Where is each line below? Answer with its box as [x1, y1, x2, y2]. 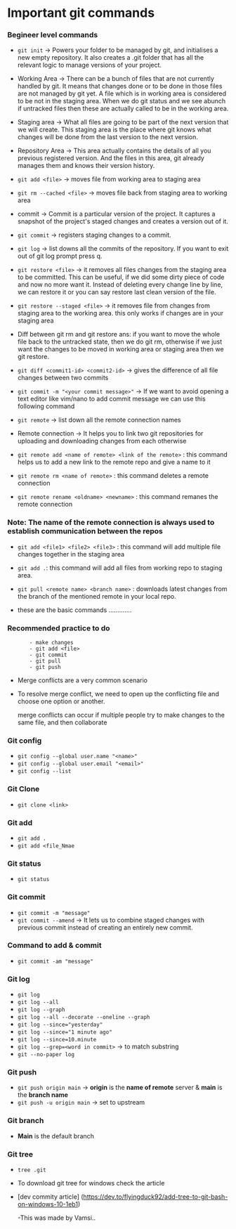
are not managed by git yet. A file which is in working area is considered [17, 89, 227, 98]
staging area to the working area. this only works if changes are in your [17, 309, 223, 318]
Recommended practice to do [7, 623, 110, 633]
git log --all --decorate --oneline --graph [17, 1014, 150, 1021]
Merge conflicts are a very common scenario [17, 676, 147, 684]
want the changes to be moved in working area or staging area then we [17, 345, 224, 353]
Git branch [7, 1116, 44, 1126]
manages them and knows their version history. [17, 162, 155, 170]
